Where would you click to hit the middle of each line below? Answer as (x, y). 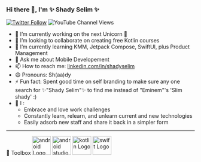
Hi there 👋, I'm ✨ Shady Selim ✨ (53, 10)
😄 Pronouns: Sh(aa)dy (43, 75)
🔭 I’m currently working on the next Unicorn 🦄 (71, 34)
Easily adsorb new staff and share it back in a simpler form (96, 123)
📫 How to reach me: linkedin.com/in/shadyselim (75, 66)
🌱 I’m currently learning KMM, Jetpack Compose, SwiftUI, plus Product (102, 47)
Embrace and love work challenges (67, 109)
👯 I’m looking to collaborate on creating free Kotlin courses (87, 41)
